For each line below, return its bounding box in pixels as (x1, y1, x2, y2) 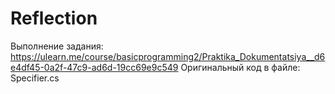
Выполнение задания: (10, 40, 104, 52)
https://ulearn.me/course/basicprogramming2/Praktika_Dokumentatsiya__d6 (10, 50, 326, 62)
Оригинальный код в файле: (180, 61, 301, 73)
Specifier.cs (10, 72, 60, 84)
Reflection (10, 7, 98, 30)
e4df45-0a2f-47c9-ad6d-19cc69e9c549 (10, 61, 179, 73)
